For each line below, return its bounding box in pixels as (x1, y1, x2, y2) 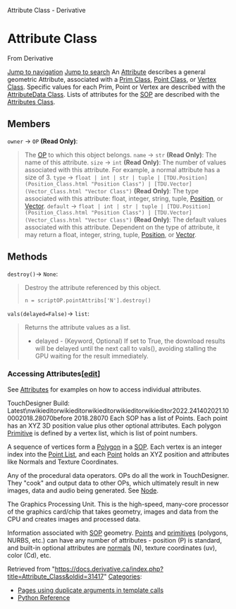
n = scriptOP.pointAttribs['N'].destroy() (24, 296, 151, 304)
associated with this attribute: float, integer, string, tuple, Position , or (24, 194, 223, 203)
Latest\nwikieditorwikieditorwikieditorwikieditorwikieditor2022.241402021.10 (7, 406, 229, 415)
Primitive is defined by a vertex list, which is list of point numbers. (7, 428, 198, 437)
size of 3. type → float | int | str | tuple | (24, 173, 161, 181)
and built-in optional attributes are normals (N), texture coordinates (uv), (7, 543, 217, 552)
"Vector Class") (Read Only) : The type (84, 186, 199, 195)
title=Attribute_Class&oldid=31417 (7, 572, 104, 581)
